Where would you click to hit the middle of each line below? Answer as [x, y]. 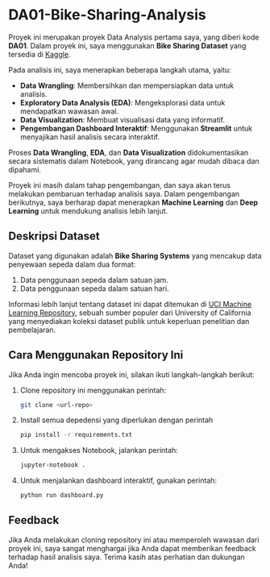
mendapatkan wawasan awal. [69, 111]
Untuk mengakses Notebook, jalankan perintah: [99, 450]
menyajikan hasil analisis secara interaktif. [89, 137]
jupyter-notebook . [53, 465]
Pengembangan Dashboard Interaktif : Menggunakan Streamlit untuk [136, 128]
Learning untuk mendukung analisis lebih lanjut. [88, 210]
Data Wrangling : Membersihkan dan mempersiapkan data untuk [127, 85]
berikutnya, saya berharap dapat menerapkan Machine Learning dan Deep [133, 202]
